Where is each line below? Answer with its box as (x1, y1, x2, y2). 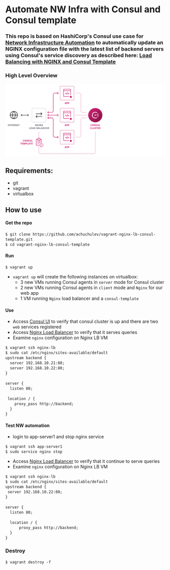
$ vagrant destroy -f (5, 559, 51, 565)
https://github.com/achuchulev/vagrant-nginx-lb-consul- (32, 231, 156, 237)
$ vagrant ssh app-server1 (5, 444, 63, 449)
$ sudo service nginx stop (5, 449, 63, 455)
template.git (5, 236, 33, 242)
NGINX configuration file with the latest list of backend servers (5, 45, 164, 53)
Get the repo (5, 220, 32, 226)
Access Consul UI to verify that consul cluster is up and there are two (12, 318, 159, 325)
